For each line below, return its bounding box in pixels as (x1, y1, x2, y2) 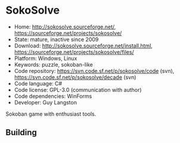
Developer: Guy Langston (14, 98, 77, 106)
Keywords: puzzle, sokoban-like (14, 61, 93, 68)
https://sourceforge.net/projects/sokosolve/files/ (14, 48, 135, 55)
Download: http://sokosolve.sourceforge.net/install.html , (14, 42, 153, 49)
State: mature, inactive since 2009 (14, 36, 99, 43)
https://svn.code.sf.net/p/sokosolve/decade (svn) (14, 74, 136, 81)
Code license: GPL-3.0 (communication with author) (14, 86, 142, 93)
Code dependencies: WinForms (14, 93, 92, 100)
